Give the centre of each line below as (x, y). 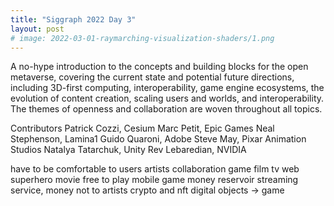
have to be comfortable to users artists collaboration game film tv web (155, 169)
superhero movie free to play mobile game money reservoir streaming (154, 180)
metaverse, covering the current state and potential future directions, (152, 77)
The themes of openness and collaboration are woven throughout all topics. (166, 109)
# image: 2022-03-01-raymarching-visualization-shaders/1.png (142, 38)
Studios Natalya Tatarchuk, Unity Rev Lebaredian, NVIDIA (128, 150)
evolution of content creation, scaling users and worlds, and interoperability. (167, 98)
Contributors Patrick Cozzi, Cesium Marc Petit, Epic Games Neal (142, 128)
